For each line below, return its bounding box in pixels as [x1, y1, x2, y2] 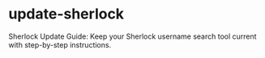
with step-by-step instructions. [8, 39, 112, 49]
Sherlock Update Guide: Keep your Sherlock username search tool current [8, 31, 257, 41]
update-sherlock [8, 5, 124, 23]
